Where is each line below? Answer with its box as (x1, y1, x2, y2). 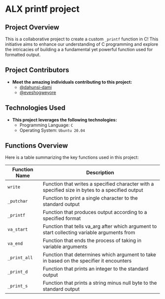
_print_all (7, 255, 33, 261)
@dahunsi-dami (19, 84, 52, 90)
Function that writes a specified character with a (42, 180, 154, 187)
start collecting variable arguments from (42, 229, 136, 236)
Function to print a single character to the (42, 195, 138, 202)
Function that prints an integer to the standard (42, 266, 149, 272)
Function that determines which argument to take (42, 251, 156, 258)
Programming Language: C (19, 122, 74, 128)
